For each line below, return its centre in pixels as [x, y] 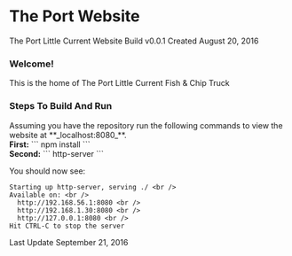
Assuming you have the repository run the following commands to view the [146, 125]
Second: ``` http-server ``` [56, 153]
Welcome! [32, 64]
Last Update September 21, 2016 [69, 242]
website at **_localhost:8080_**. [68, 135]
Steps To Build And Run [61, 106]
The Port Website [75, 16]
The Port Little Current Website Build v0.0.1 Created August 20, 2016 [134, 41]
